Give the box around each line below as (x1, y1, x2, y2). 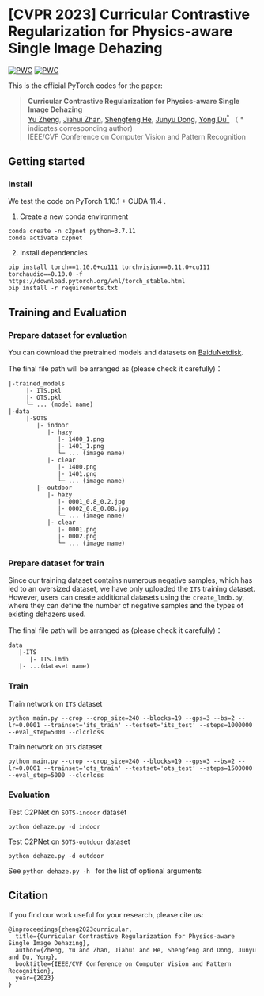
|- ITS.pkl (25, 386, 62, 394)
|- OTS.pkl (25, 393, 62, 401)
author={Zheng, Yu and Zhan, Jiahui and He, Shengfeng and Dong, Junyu (15, 946, 257, 954)
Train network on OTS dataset (8, 741, 103, 751)
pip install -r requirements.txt (8, 284, 119, 293)
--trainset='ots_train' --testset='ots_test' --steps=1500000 (43, 764, 253, 772)
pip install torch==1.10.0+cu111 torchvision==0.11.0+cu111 (8, 263, 211, 271)
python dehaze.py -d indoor (8, 822, 101, 830)
